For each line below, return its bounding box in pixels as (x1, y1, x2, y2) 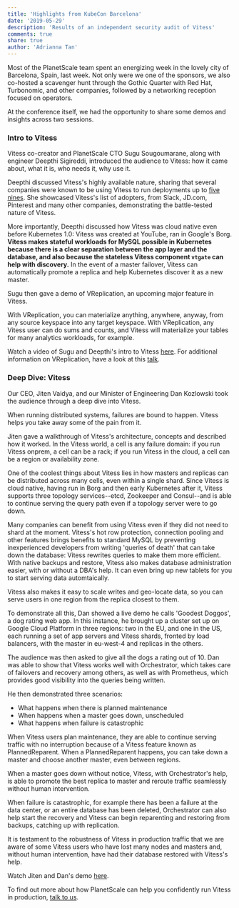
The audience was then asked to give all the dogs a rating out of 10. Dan (7, 653, 220, 662)
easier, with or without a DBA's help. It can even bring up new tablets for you (7, 566, 233, 574)
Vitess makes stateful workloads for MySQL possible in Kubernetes (7, 237, 212, 246)
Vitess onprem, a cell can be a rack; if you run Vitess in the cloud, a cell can (7, 447, 230, 456)
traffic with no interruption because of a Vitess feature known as (7, 740, 197, 749)
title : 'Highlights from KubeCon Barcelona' (7, 10, 142, 18)
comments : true (7, 30, 53, 38)
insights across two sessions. (7, 115, 94, 124)
